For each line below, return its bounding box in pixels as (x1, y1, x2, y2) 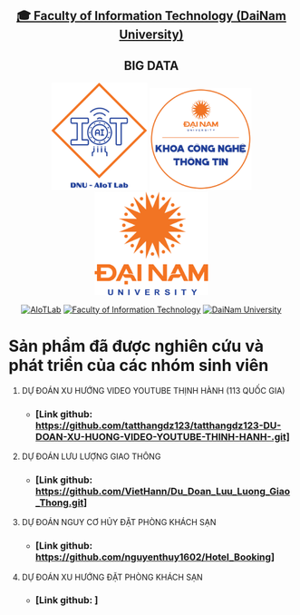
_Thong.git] (34, 496, 88, 509)
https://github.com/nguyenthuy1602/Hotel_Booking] (34, 551, 276, 563)
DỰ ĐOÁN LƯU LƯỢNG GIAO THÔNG (21, 451, 161, 462)
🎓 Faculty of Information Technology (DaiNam (16, 8, 286, 24)
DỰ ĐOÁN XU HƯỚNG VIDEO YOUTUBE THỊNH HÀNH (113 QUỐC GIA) (21, 385, 285, 395)
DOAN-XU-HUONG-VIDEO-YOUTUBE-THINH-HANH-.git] (34, 430, 291, 443)
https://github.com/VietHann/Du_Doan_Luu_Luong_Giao (34, 484, 291, 497)
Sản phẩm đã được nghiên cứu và (8, 336, 265, 356)
